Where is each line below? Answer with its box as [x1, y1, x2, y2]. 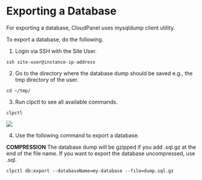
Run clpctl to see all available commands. [14, 98, 118, 105]
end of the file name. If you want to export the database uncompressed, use [6, 149, 195, 157]
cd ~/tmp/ [6, 87, 31, 94]
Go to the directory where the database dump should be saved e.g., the [14, 69, 193, 76]
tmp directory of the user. [14, 76, 79, 83]
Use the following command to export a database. [14, 131, 140, 139]
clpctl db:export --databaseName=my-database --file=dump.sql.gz [6, 167, 174, 174]
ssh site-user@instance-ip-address [6, 59, 96, 65]
